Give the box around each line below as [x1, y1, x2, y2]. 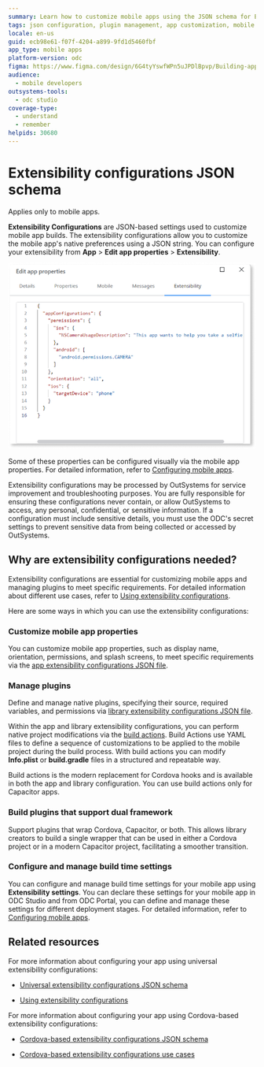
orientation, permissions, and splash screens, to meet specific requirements [8, 652, 254, 661]
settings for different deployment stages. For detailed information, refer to [8, 904, 247, 913]
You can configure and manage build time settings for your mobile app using [8, 879, 256, 888]
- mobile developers [15, 79, 82, 87]
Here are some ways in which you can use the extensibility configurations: [8, 606, 249, 615]
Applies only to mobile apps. [8, 206, 101, 216]
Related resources [8, 935, 100, 949]
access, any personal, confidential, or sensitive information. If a [8, 505, 214, 515]
